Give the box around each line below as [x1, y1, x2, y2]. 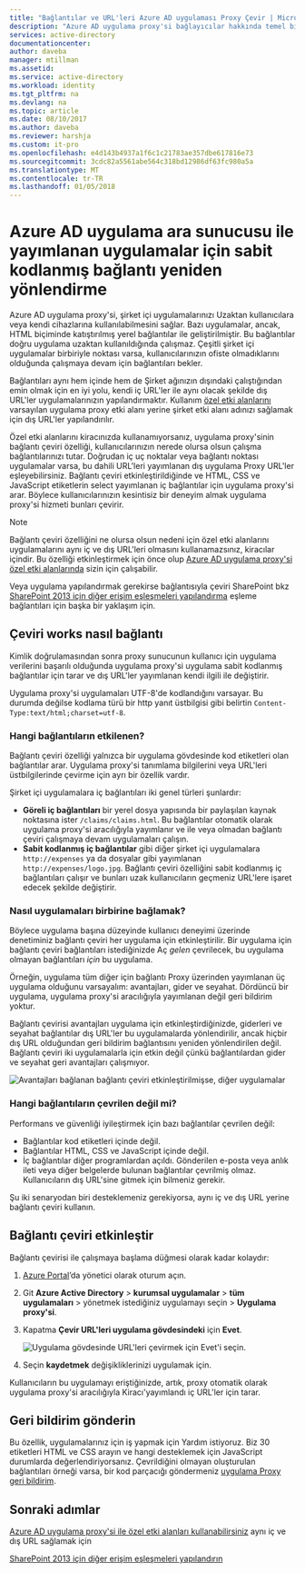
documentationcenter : [9, 38, 92, 48]
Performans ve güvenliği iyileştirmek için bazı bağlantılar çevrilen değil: [9, 1118, 275, 1129]
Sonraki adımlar [9, 1501, 101, 1518]
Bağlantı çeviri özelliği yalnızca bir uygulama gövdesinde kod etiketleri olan [9, 751, 289, 762]
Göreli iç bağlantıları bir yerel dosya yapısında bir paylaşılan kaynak [22, 805, 277, 816]
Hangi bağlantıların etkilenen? [9, 729, 145, 742]
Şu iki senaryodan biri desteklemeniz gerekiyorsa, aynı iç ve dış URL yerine [9, 1191, 290, 1202]
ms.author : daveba [9, 124, 79, 133]
